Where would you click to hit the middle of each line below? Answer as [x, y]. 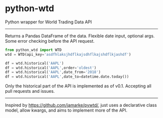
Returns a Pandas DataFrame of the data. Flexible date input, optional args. [80, 36]
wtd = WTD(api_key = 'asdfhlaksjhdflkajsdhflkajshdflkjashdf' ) [68, 54]
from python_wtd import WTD [33, 50]
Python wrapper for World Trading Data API [49, 22]
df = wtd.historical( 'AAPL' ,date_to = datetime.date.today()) [67, 77]
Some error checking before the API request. [50, 41]
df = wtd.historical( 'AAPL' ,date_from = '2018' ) [53, 72]
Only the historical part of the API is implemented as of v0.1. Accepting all [78, 86]
